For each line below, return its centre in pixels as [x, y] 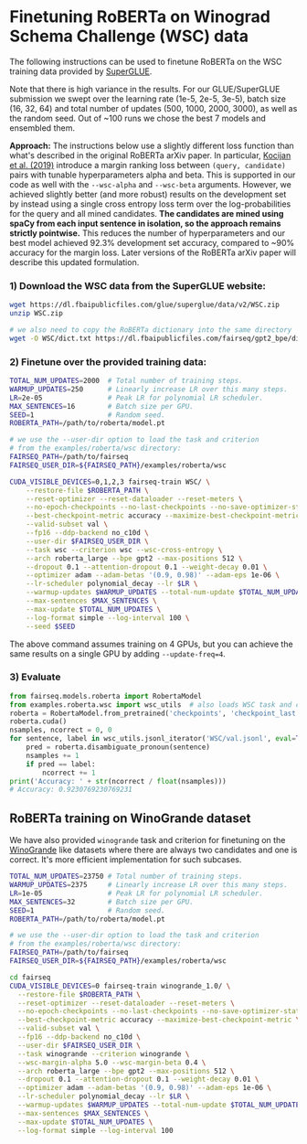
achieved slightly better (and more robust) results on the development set [148, 194]
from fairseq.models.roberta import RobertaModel [106, 696]
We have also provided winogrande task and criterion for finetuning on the [148, 840]
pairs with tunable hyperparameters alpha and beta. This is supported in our [153, 175]
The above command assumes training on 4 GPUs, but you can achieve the [152, 644]
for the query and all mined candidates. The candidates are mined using [147, 213]
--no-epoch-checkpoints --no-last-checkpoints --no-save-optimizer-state [161, 1011]
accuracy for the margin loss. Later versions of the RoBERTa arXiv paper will [153, 252]
